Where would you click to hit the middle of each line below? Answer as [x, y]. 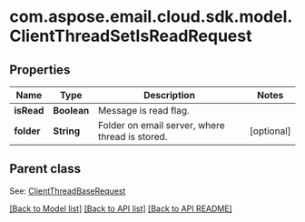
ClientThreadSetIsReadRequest [131, 36]
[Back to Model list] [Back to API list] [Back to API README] [121, 208]
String [66, 131]
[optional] [270, 131]
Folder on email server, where [162, 125]
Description [169, 95]
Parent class [45, 169]
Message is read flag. [144, 111]
